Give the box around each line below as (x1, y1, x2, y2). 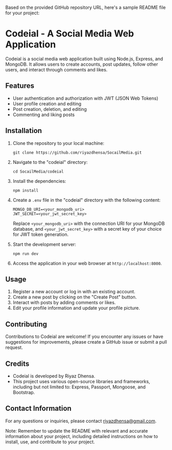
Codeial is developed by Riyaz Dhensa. (12, 373, 95, 379)
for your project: (5, 10, 40, 16)
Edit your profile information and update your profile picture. (12, 305, 140, 311)
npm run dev (12, 251, 39, 256)
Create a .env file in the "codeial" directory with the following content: (12, 197, 161, 203)
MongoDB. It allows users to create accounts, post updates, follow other (5, 61, 158, 67)
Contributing (5, 320, 47, 328)
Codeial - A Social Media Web (5, 28, 135, 40)
